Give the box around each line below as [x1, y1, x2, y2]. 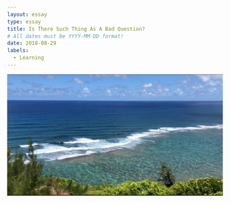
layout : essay [7, 11, 48, 18]
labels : [7, 47, 29, 54]
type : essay [7, 18, 41, 25]
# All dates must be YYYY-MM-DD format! [7, 33, 125, 40]
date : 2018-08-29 [7, 40, 57, 47]
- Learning [13, 55, 44, 62]
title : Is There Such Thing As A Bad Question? [7, 25, 146, 32]
